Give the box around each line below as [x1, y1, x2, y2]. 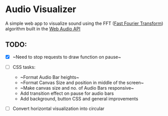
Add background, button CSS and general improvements [20, 95, 138, 102]
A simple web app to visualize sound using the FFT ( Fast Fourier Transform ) [5, 20, 163, 26]
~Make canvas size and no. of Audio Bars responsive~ [20, 85, 134, 91]
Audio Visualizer [5, 4, 76, 15]
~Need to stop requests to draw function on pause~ [12, 54, 121, 60]
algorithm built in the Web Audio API [5, 25, 81, 31]
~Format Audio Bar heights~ [20, 74, 79, 80]
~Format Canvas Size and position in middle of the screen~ [20, 80, 144, 86]
